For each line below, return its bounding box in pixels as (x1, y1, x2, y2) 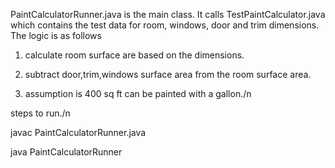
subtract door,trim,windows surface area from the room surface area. (24, 69, 312, 80)
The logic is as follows (10, 30, 102, 41)
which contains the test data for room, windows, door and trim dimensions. (10, 19, 320, 31)
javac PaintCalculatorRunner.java (10, 127, 147, 138)
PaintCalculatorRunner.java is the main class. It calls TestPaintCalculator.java (10, 9, 326, 20)
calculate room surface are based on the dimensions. (24, 49, 245, 61)
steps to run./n (10, 107, 71, 119)
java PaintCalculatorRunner (10, 146, 123, 158)
